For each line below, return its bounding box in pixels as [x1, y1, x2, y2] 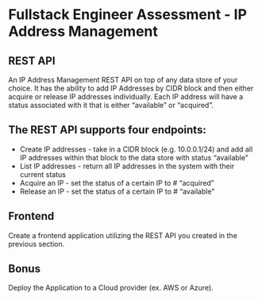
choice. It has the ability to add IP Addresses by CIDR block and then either [8, 83, 254, 93]
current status [19, 169, 66, 179]
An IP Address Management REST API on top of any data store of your [8, 75, 238, 84]
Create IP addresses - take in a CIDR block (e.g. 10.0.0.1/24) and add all [19, 144, 253, 154]
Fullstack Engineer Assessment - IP [8, 6, 248, 24]
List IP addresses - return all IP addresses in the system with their [19, 161, 235, 171]
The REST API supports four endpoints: [8, 123, 206, 137]
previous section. [8, 239, 65, 248]
